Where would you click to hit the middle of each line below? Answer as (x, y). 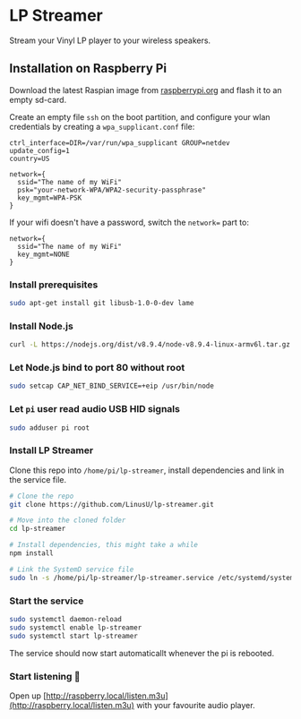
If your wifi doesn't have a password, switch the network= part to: (129, 222)
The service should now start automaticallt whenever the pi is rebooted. (142, 653)
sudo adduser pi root (50, 428)
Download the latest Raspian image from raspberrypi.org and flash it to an (146, 90)
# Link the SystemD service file (72, 569)
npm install (31, 553)
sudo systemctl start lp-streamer (74, 636)
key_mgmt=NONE (43, 254)
